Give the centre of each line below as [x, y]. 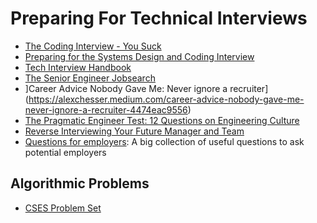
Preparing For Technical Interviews [159, 18]
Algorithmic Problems [80, 183]
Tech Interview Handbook [78, 67]
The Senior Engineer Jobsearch [90, 78]
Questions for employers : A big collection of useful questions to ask [164, 141]
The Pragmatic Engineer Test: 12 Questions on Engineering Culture [162, 120]
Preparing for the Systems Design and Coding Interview [139, 56]
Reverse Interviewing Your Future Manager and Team [134, 131]
